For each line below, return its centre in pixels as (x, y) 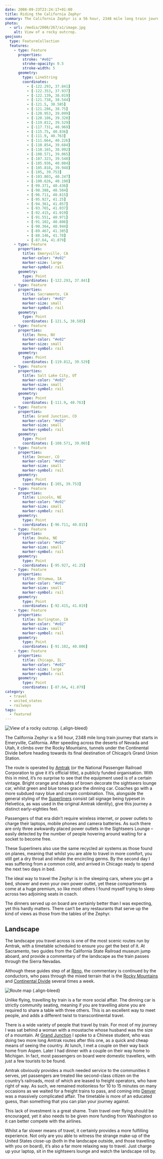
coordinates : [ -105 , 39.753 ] (52, 484)
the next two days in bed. (30, 869)
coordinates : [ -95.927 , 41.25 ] (54, 565)
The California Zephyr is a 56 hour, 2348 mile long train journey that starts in (81, 738)
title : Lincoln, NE (42, 498)
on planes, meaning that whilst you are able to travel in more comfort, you (79, 854)
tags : (10, 710)
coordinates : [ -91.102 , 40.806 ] (55, 647)
